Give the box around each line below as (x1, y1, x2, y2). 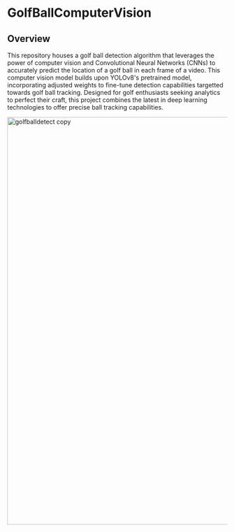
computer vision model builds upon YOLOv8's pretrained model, (7, 73, 192, 82)
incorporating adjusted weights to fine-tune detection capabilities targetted (7, 81, 224, 89)
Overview (7, 33, 51, 45)
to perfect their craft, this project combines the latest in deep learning (7, 96, 207, 104)
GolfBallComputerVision (7, 5, 152, 21)
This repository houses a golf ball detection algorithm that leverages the (7, 51, 215, 59)
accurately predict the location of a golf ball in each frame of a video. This (7, 66, 221, 74)
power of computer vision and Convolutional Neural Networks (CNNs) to (7, 59, 216, 67)
